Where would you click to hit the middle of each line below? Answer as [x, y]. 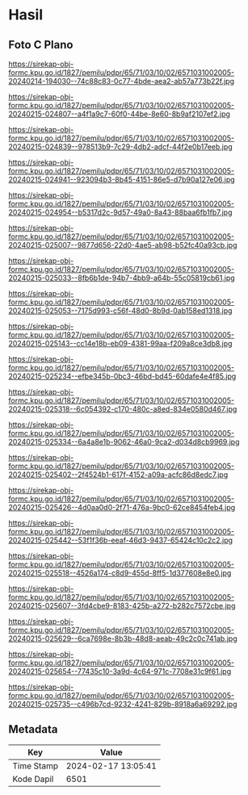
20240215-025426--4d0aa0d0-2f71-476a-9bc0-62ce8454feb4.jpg [122, 507]
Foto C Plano [41, 45]
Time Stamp [36, 766]
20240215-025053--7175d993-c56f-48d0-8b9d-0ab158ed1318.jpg [120, 311]
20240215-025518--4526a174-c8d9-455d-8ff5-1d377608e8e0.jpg [120, 573]
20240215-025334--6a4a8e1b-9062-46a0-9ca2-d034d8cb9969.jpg [124, 442]
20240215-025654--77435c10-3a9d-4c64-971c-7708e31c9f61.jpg [120, 671]
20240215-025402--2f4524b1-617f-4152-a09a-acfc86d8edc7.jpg [118, 475]
